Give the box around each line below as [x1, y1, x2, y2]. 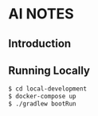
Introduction [8, 37, 72, 50]
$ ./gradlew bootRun [8, 100, 77, 108]
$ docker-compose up [8, 93, 77, 101]
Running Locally [8, 63, 90, 77]
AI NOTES [8, 5, 74, 23]
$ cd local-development [8, 85, 88, 93]
